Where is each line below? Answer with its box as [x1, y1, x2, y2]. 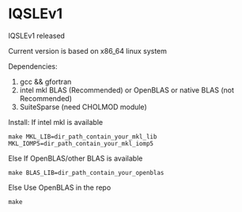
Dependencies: [8, 61, 58, 71]
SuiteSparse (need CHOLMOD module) [19, 102, 148, 112]
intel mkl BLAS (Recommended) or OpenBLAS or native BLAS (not [19, 85, 235, 95]
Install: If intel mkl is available [8, 117, 104, 127]
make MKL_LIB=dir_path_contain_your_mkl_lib [8, 132, 157, 141]
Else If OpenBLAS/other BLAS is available [8, 153, 143, 163]
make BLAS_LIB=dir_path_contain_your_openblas [8, 168, 164, 176]
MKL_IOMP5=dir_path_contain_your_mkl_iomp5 [8, 139, 154, 147]
